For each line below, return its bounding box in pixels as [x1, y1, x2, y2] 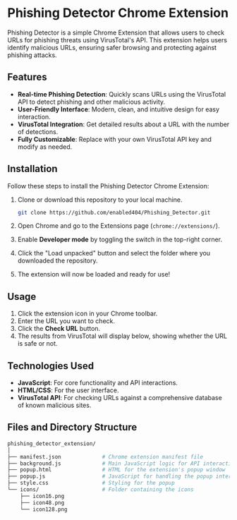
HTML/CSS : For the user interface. [17, 386, 119, 394]
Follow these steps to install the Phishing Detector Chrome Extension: [7, 181, 209, 190]
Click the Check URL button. [17, 325, 101, 333]
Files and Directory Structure [7, 421, 138, 433]
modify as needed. [17, 143, 73, 151]
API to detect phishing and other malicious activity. [17, 97, 166, 106]
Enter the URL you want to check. [17, 317, 115, 325]
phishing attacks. [7, 51, 58, 59]
